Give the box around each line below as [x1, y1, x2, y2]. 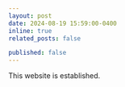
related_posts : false [8, 34, 81, 43]
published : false [8, 49, 67, 57]
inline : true [8, 27, 52, 35]
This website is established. [8, 71, 101, 81]
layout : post [8, 11, 52, 20]
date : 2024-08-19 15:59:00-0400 [8, 19, 117, 27]
